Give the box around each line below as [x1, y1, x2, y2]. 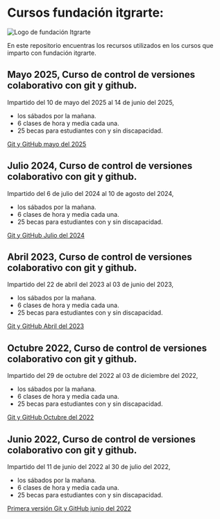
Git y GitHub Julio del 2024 [7, 231, 85, 239]
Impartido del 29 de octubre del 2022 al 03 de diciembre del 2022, [7, 372, 198, 380]
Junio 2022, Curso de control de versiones [7, 433, 196, 445]
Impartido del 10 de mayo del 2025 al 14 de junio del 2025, [7, 98, 175, 106]
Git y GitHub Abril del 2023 [7, 322, 85, 331]
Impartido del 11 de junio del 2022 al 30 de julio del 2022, [7, 463, 171, 470]
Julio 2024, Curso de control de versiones [7, 160, 193, 172]
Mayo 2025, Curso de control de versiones [7, 69, 196, 81]
